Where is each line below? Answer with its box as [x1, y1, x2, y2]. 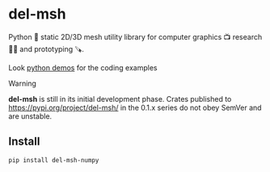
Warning [8, 78, 36, 88]
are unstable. [8, 111, 53, 121]
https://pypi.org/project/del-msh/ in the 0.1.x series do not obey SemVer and [8, 103, 262, 112]
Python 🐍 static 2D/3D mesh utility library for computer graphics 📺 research [8, 31, 263, 41]
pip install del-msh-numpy [8, 156, 99, 164]
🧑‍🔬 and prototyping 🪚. [8, 44, 85, 53]
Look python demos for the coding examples [8, 62, 158, 73]
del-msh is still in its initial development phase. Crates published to [8, 94, 232, 103]
